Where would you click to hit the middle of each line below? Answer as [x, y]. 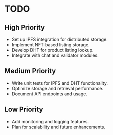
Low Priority [24, 110]
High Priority [25, 27]
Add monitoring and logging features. [50, 121]
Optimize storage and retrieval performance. [57, 88]
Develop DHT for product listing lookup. [53, 50]
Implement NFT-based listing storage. [51, 45]
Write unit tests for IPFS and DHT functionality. [60, 83]
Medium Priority [30, 71]
